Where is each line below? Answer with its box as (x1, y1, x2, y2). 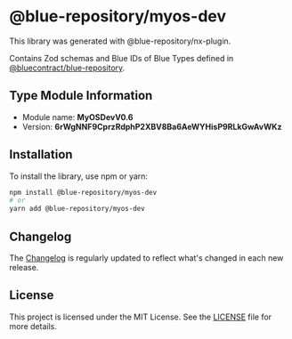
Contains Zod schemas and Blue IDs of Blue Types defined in (9, 52, 234, 63)
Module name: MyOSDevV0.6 (21, 111, 134, 122)
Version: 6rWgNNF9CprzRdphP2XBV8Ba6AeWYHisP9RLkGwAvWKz (21, 121, 282, 132)
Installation (9, 147, 73, 162)
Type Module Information (9, 88, 153, 103)
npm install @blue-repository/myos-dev (9, 188, 158, 197)
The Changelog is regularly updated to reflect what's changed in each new (9, 253, 284, 263)
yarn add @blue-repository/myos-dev (9, 205, 145, 214)
